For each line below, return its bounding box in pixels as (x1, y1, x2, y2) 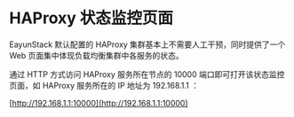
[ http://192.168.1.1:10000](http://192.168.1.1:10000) (9, 97, 188, 108)
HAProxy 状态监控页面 (9, 8, 174, 28)
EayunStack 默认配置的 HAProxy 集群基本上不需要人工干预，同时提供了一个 (9, 39, 286, 50)
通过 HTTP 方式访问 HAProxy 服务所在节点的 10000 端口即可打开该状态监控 (9, 68, 285, 80)
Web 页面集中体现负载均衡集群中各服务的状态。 (9, 50, 184, 60)
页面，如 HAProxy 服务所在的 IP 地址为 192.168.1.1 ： (9, 80, 200, 90)
